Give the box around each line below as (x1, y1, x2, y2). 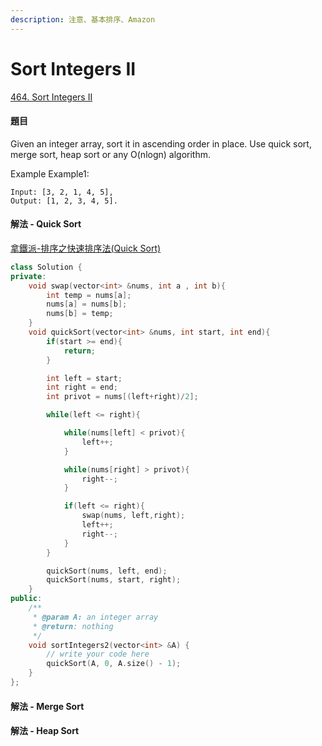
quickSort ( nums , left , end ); (46, 566, 168, 576)
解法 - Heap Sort (10, 725, 80, 737)
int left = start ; (46, 373, 123, 383)
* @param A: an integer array (32, 612, 159, 622)
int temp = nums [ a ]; (46, 290, 132, 300)
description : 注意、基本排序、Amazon (10, 14, 156, 25)
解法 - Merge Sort (10, 700, 85, 712)
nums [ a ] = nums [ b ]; (46, 299, 128, 310)
